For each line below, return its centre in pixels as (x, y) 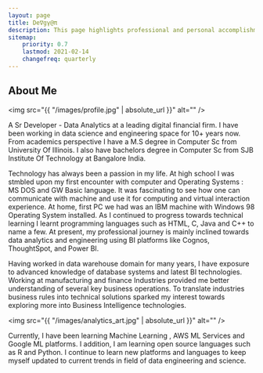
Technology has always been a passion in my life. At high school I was (121, 173)
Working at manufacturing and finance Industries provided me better (119, 280)
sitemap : (22, 37)
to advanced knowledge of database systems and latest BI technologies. (125, 272)
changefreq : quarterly (59, 60)
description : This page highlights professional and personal (112, 30)
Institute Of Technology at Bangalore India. (77, 158)
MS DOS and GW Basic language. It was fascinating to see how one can (124, 190)
